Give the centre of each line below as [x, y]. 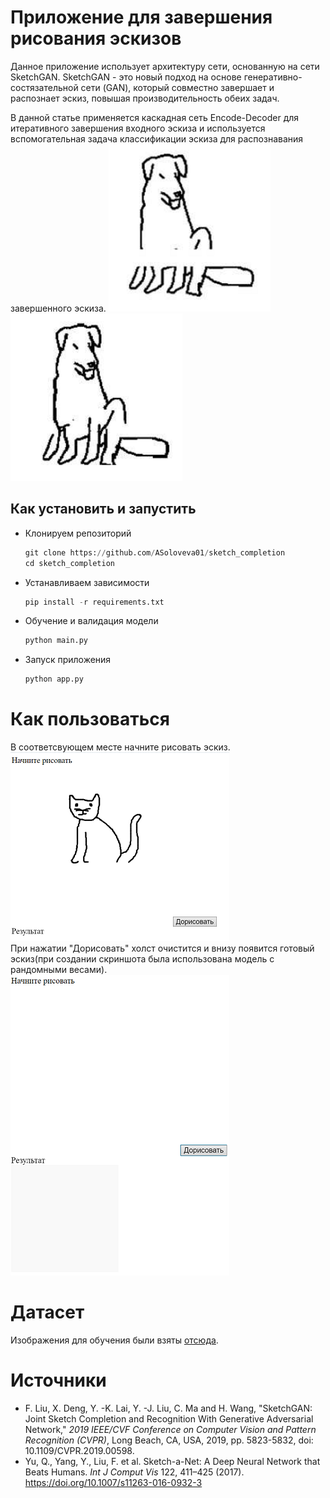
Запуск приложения [68, 660]
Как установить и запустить [103, 509]
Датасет [47, 1312]
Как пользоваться [90, 719]
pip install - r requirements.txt [94, 602]
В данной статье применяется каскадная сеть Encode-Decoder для [155, 117]
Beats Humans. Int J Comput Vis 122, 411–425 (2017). [134, 1472]
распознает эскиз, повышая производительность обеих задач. [145, 98]
